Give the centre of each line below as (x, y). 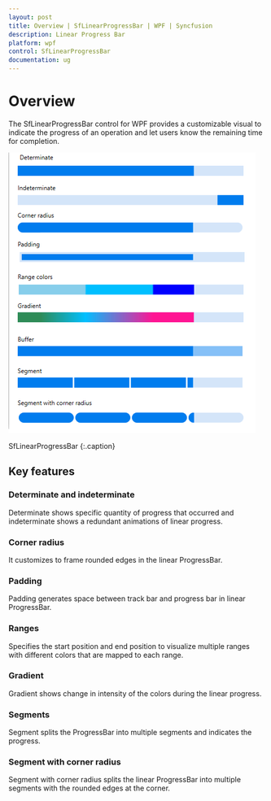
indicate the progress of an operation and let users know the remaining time (135, 132)
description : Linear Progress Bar (67, 34)
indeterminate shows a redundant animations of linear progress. (116, 521)
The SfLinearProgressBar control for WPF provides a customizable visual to (135, 124)
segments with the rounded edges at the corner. (90, 788)
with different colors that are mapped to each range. (96, 655)
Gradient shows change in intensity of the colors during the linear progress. (135, 693)
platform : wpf (33, 43)
